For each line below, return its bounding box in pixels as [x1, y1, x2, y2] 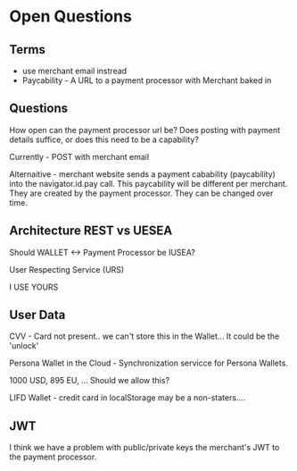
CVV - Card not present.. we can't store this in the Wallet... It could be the [9, 331, 280, 341]
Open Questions [9, 6, 132, 27]
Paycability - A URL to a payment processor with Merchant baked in [21, 75, 272, 86]
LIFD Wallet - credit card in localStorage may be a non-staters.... [9, 392, 246, 403]
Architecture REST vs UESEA [9, 223, 173, 239]
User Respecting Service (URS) [9, 264, 125, 274]
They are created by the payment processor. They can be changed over [9, 188, 274, 198]
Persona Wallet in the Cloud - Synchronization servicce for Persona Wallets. [9, 357, 288, 368]
